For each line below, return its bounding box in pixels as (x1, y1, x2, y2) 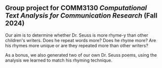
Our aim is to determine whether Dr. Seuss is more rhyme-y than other (5, 32, 148, 38)
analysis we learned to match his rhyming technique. (5, 57, 113, 63)
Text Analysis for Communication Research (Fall (5, 12, 158, 20)
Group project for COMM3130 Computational (5, 4, 147, 12)
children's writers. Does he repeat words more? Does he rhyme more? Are (5, 37, 157, 43)
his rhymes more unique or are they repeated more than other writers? (5, 43, 149, 48)
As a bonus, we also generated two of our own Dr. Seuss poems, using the (5, 52, 157, 58)
